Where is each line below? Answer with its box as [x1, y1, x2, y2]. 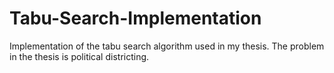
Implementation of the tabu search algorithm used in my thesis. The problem [9, 40, 325, 52]
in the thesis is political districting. [9, 50, 150, 62]
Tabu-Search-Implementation [9, 7, 262, 30]
